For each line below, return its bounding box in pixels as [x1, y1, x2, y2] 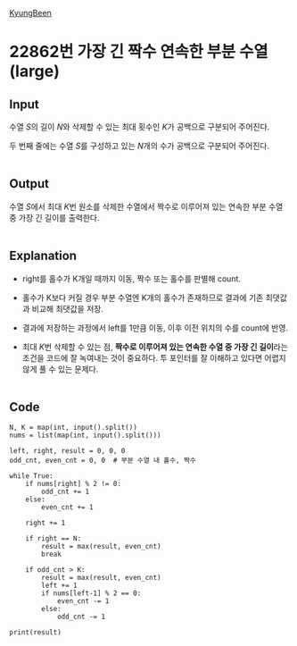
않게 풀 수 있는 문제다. [21, 364, 99, 374]
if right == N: [25, 534, 82, 543]
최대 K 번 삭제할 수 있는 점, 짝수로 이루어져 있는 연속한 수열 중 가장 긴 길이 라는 [21, 341, 288, 352]
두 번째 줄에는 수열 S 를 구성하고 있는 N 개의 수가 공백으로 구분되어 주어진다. [9, 140, 270, 151]
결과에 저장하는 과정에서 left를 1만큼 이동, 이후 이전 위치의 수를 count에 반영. [21, 322, 288, 333]
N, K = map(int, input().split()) [9, 424, 138, 432]
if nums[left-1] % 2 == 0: [41, 589, 142, 598]
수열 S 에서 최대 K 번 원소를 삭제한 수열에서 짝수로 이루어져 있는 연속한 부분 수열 [9, 201, 284, 212]
